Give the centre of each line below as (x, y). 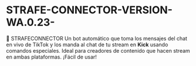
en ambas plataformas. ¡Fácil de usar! (51, 57)
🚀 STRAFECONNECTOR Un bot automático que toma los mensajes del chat (97, 38)
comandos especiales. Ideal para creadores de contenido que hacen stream (98, 50)
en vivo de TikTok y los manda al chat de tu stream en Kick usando (87, 45)
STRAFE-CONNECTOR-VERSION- (89, 10)
